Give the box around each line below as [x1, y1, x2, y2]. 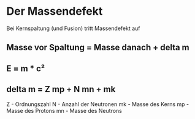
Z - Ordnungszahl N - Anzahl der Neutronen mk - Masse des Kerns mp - [6, 100, 189, 108]
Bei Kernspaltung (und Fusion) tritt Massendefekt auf [6, 25, 140, 32]
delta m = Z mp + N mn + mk [6, 84, 116, 94]
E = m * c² [6, 63, 45, 74]
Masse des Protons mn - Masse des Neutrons [6, 107, 123, 114]
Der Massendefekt [6, 4, 103, 18]
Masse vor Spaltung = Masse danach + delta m [6, 42, 190, 53]
